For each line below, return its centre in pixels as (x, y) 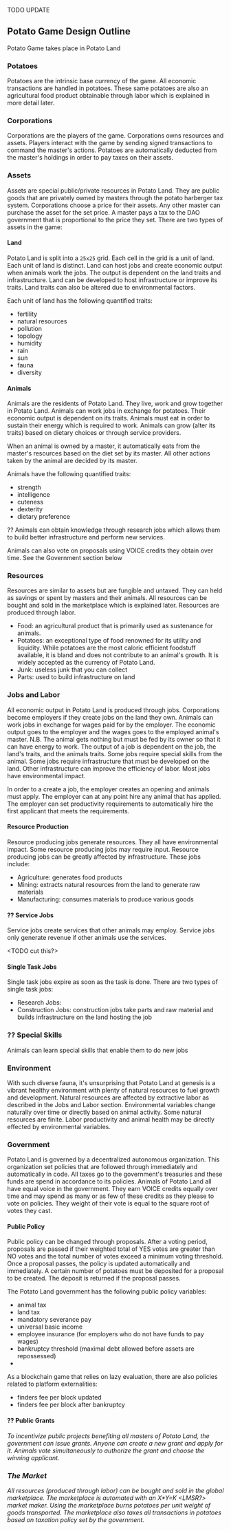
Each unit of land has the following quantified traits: (80, 300)
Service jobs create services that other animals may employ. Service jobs (111, 930)
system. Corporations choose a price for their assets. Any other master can (114, 205)
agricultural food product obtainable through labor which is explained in (109, 96)
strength (29, 487)
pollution (30, 328)
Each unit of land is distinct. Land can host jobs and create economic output (115, 265)
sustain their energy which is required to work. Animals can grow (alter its (111, 425)
